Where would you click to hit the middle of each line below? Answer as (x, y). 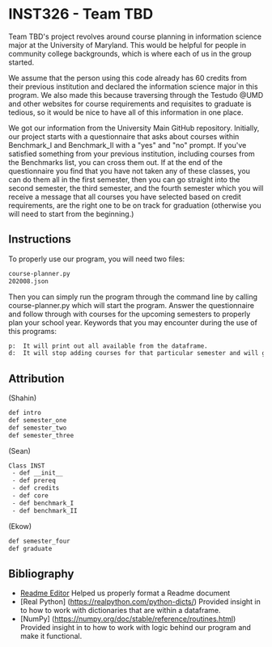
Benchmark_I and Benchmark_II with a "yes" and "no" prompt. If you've (127, 145)
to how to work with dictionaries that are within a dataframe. (120, 611)
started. (21, 62)
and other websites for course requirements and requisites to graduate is (130, 104)
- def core (30, 496)
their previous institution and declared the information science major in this (133, 87)
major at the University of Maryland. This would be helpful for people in (127, 44)
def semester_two (38, 428)
